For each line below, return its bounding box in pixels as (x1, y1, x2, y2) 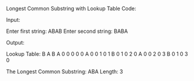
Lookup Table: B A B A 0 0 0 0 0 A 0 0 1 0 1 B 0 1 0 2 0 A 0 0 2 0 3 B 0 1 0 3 (6, 50, 188, 58)
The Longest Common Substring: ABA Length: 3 (6, 68, 123, 75)
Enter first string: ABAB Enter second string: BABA (6, 28, 128, 35)
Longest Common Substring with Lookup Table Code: (6, 5, 137, 12)
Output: (6, 39, 25, 46)
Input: (6, 16, 21, 23)
